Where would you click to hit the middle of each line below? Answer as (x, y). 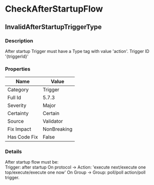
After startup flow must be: (32, 162)
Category (18, 90)
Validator (53, 121)
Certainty (18, 114)
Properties (18, 69)
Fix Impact (19, 129)
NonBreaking (58, 129)
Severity (17, 105)
